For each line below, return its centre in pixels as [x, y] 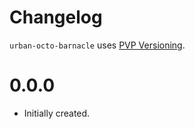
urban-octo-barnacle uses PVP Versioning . [97, 45]
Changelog [56, 17]
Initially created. [57, 113]
